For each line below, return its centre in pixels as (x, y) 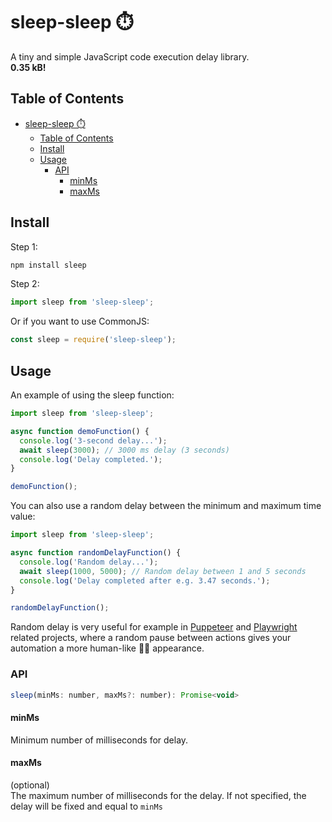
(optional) (30, 785)
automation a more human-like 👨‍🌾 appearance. (107, 648)
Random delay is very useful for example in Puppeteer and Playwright (154, 627)
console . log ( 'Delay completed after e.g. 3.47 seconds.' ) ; (145, 580)
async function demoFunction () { (80, 431)
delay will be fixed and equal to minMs (86, 806)
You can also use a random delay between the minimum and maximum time (166, 506)
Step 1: (24, 246)
